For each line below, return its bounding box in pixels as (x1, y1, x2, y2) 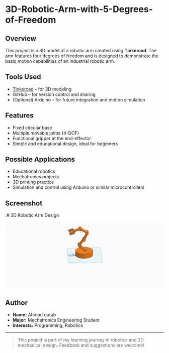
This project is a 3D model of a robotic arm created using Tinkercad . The (5, 48, 157, 53)
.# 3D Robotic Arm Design (5, 212, 59, 218)
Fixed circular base (12, 125, 52, 131)
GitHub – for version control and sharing (12, 91, 96, 97)
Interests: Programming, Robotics (12, 322, 83, 328)
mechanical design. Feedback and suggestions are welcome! (17, 342, 145, 348)
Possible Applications (5, 155, 75, 164)
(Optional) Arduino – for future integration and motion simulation (12, 96, 146, 102)
